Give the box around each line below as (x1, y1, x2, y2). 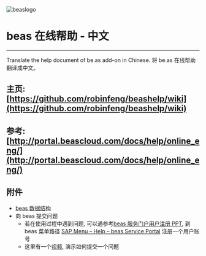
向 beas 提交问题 (15, 212, 58, 219)
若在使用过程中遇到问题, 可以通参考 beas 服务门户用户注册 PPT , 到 (24, 220, 191, 227)
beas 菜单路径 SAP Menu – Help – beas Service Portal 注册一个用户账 (24, 227, 200, 235)
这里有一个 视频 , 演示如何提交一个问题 (24, 242, 120, 250)
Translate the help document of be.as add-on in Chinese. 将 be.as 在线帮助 (6, 56, 196, 64)
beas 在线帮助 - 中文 (6, 29, 109, 43)
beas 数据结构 (15, 204, 51, 212)
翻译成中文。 (6, 64, 39, 71)
